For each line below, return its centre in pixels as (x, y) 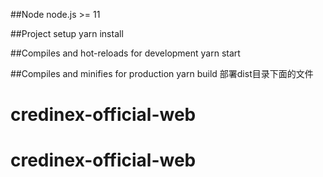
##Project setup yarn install (67, 33)
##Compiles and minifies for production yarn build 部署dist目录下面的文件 (162, 73)
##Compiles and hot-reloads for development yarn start (125, 53)
